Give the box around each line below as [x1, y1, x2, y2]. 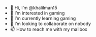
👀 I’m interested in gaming [10, 10, 65, 16]
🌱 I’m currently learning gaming [10, 15, 76, 21]
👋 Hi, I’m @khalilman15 [10, 5, 57, 10]
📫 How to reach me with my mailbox [10, 26, 88, 32]
